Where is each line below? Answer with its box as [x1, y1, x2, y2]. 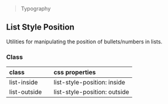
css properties [53, 68, 97, 77]
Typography [20, 5, 51, 12]
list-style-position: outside [53, 88, 129, 96]
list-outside [9, 88, 42, 96]
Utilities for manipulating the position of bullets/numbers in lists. [6, 38, 163, 45]
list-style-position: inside [53, 78, 126, 87]
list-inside [9, 78, 38, 87]
